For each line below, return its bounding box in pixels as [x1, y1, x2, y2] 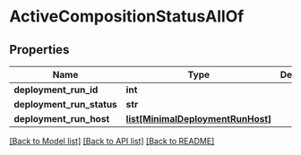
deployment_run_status [13, 99, 118, 110]
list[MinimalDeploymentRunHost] [125, 113, 271, 125]
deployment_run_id [13, 83, 99, 96]
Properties [9, 42, 70, 57]
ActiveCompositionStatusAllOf [9, 6, 245, 27]
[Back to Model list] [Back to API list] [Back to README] [9, 136, 215, 146]
